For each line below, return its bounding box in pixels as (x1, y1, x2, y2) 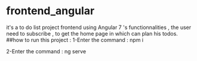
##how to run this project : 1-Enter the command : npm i (6, 36, 144, 43)
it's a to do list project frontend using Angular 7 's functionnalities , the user (6, 24, 192, 31)
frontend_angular (6, 4, 95, 18)
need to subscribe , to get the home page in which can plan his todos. (6, 30, 178, 37)
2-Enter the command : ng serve (6, 47, 87, 54)
